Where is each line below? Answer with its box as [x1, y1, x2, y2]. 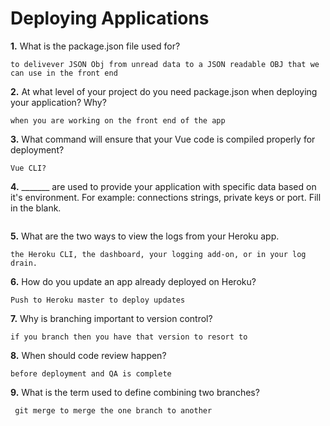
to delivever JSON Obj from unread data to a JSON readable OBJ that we [10, 59, 320, 69]
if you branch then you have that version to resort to [10, 332, 248, 342]
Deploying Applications [10, 7, 210, 30]
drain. [10, 258, 38, 268]
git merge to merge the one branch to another [14, 405, 213, 416]
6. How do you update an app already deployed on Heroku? [10, 275, 257, 287]
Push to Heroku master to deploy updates [10, 295, 186, 305]
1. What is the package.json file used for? [10, 40, 181, 52]
